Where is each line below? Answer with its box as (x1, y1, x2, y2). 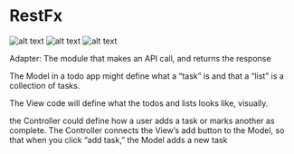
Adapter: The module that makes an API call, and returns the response (9, 53, 271, 63)
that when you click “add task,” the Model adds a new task (9, 134, 228, 145)
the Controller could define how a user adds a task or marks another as (9, 115, 275, 126)
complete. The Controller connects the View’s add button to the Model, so (9, 124, 285, 136)
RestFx (9, 5, 63, 26)
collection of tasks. (9, 80, 81, 91)
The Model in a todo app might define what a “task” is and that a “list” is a (9, 70, 285, 82)
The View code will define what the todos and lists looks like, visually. (9, 97, 269, 109)
